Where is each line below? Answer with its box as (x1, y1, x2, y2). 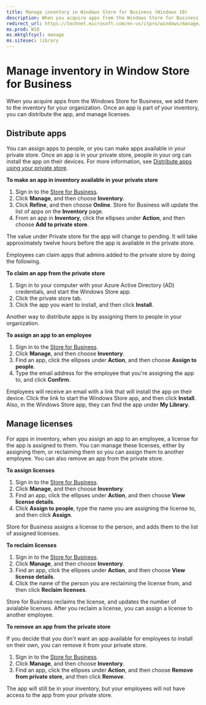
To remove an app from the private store (6, 623, 111, 630)
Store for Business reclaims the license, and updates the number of (6, 597, 177, 605)
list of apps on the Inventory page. (15, 207, 104, 215)
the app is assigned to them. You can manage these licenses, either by (6, 441, 185, 449)
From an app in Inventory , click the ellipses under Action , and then (15, 214, 185, 221)
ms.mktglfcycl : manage (6, 32, 64, 38)
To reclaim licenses (6, 542, 57, 549)
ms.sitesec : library (6, 37, 59, 44)
